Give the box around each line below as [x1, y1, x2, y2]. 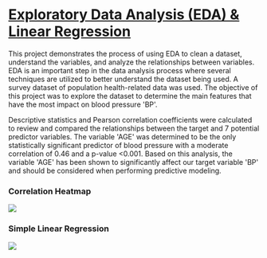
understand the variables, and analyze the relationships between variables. [8, 57, 255, 67]
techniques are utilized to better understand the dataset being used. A [8, 74, 239, 84]
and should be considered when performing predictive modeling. [8, 166, 222, 175]
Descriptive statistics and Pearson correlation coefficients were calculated [8, 115, 253, 124]
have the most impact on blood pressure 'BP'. [8, 100, 158, 109]
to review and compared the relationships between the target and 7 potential [8, 123, 260, 133]
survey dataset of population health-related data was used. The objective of [8, 82, 258, 92]
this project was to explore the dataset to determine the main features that [8, 91, 252, 100]
